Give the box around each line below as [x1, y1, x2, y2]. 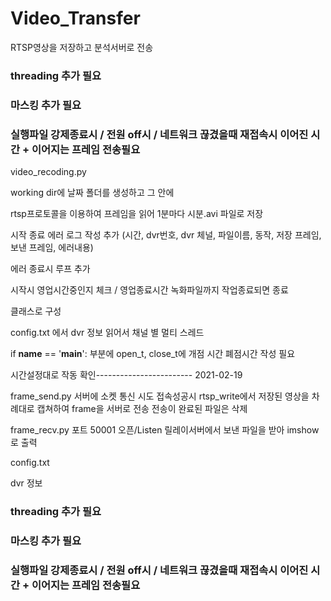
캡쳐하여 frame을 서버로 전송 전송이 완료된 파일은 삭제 [36, 403, 248, 415]
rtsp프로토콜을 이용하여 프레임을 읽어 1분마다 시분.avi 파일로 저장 [10, 208, 264, 220]
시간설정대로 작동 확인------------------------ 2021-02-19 [10, 369, 243, 381]
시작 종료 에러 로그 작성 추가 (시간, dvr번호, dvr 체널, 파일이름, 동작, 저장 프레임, [10, 229, 322, 241]
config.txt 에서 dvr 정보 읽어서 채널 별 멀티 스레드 [10, 327, 205, 339]
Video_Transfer [10, 7, 141, 30]
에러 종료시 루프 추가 [10, 263, 91, 275]
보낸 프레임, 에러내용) [10, 242, 94, 254]
